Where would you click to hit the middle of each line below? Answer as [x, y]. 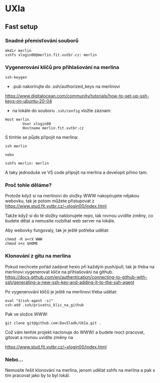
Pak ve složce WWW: [27, 314]
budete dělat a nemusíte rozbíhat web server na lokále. [60, 221]
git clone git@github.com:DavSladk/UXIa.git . [53, 323]
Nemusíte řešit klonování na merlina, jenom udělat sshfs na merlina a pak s [80, 370]
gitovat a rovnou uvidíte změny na [39, 337]
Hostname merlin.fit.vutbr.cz [53, 128]
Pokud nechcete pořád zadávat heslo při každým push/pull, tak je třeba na [80, 266]
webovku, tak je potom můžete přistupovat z [50, 201]
